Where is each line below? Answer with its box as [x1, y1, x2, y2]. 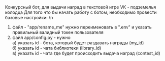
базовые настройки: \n [5, 15, 53, 20]
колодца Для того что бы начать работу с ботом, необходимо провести [5, 9, 157, 15]
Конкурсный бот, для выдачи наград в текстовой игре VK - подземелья [5, 4, 156, 10]
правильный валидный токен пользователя [12, 30, 104, 35]
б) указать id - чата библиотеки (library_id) [12, 45, 101, 51]
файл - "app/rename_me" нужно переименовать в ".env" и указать [12, 24, 152, 30]
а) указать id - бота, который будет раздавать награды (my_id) [12, 40, 144, 46]
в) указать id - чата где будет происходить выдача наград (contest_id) [12, 50, 161, 56]
